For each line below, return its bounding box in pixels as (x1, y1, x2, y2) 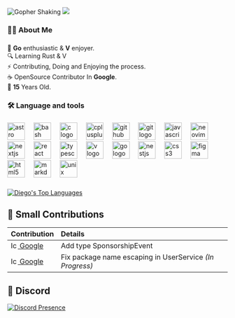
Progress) (60, 261, 93, 271)
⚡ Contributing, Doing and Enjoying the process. (7, 62, 146, 71)
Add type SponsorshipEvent (60, 241, 153, 251)
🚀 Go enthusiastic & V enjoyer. (7, 43, 95, 52)
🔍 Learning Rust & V (7, 52, 67, 60)
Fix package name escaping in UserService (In (60, 252, 215, 262)
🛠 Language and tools (7, 101, 85, 110)
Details (60, 229, 85, 239)
